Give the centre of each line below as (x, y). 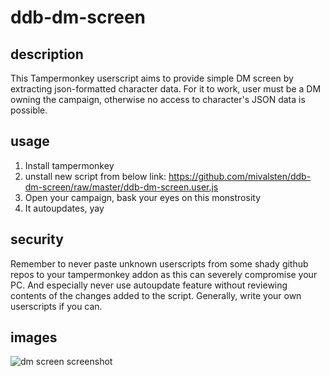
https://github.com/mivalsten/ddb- (240, 176)
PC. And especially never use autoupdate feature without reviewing (149, 285)
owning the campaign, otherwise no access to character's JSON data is (158, 99)
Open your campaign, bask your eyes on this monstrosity (143, 197)
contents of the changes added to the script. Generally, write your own (156, 295)
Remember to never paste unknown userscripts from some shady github (159, 263)
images (34, 337)
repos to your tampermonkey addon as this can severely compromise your (164, 274)
